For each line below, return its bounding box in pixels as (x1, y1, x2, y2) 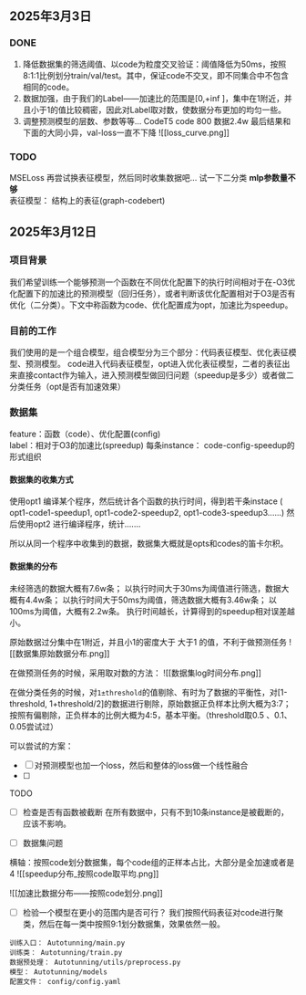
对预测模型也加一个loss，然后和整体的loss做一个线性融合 (34, 759, 249, 770)
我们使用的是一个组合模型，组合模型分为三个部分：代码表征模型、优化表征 (9, 346, 289, 358)
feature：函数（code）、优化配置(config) (9, 428, 161, 440)
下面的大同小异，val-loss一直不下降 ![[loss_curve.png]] (22, 127, 230, 138)
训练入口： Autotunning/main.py (9, 938, 126, 948)
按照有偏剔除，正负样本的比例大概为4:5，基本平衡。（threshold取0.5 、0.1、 (9, 709, 293, 720)
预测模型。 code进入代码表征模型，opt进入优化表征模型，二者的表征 (25, 358, 282, 369)
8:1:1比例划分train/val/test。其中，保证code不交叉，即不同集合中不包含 (22, 69, 290, 80)
